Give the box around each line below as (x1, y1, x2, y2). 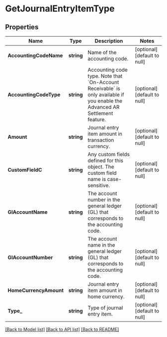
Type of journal (87, 304, 123, 311)
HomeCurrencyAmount (7, 287, 64, 294)
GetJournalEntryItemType (5, 3, 115, 14)
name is (87, 176, 106, 182)
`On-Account (87, 79, 119, 85)
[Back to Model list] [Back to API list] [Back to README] (5, 327, 119, 332)
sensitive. (87, 182, 110, 189)
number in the (87, 196, 120, 203)
